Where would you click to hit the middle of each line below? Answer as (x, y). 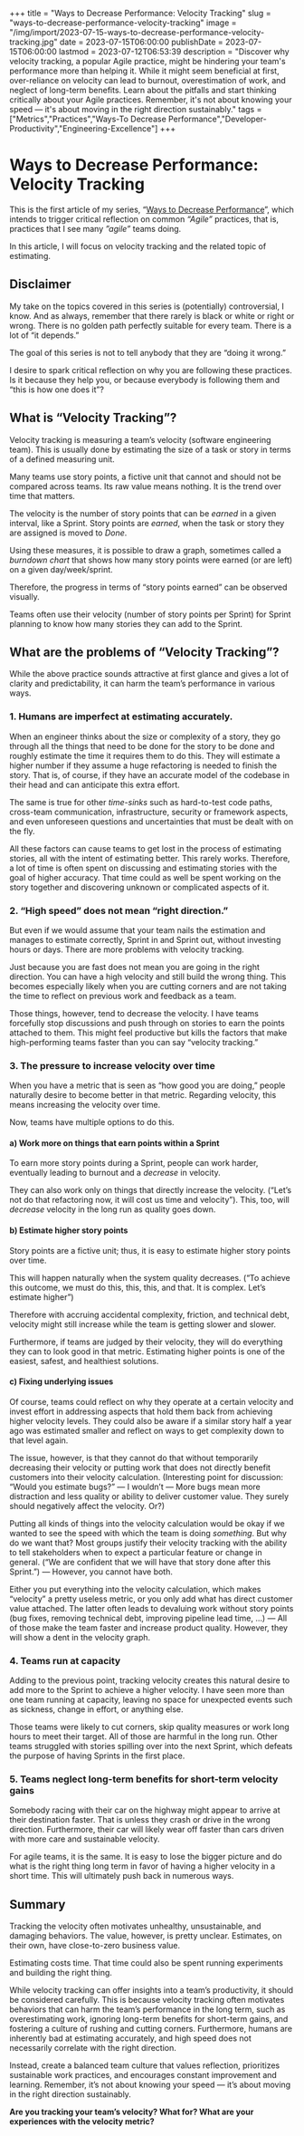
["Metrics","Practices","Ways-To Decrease (88, 119)
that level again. (39, 1440)
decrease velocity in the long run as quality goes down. (113, 1209)
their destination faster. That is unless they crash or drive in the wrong (140, 1820)
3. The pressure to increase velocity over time (112, 1065)
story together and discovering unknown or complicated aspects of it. (139, 887)
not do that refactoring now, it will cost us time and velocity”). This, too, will (149, 1200)
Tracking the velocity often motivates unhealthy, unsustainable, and (135, 1926)
